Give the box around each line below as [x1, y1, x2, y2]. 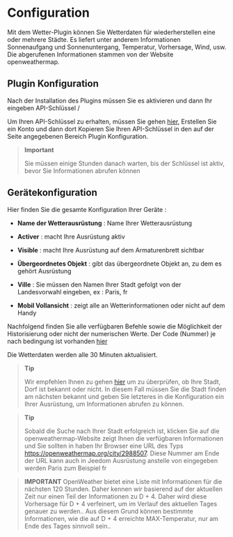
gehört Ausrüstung [17, 266, 72, 275]
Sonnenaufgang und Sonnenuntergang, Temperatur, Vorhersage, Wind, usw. [7, 43, 227, 51]
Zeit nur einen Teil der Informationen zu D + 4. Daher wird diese [24, 492, 207, 500]
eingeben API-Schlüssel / [7, 103, 80, 112]
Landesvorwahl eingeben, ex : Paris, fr [17, 287, 128, 296]
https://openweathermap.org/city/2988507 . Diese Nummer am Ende [24, 448, 220, 457]
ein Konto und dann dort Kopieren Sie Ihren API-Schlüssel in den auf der [7, 124, 214, 133]
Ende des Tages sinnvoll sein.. [24, 522, 111, 530]
